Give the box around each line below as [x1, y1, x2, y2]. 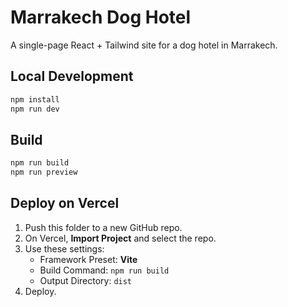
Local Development [10, 68, 134, 85]
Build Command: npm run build [39, 264, 170, 276]
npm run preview [10, 167, 78, 178]
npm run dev [10, 104, 60, 114]
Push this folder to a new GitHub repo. [24, 221, 183, 233]
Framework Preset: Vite [39, 253, 138, 265]
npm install [10, 94, 60, 105]
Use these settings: [24, 242, 105, 255]
